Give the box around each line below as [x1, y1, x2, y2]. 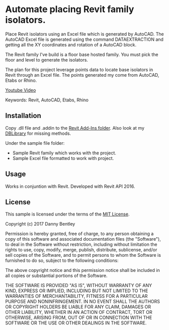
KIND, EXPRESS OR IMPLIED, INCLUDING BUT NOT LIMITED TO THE [5, 288, 148, 294]
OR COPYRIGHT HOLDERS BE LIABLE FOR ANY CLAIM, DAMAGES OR [5, 304, 151, 310]
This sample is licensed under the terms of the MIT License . [5, 211, 130, 217]
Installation [5, 112, 41, 120]
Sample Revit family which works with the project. [12, 150, 117, 156]
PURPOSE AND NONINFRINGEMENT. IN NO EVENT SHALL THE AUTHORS [5, 299, 160, 305]
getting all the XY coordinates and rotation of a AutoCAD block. [5, 41, 137, 47]
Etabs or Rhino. [5, 77, 37, 83]
